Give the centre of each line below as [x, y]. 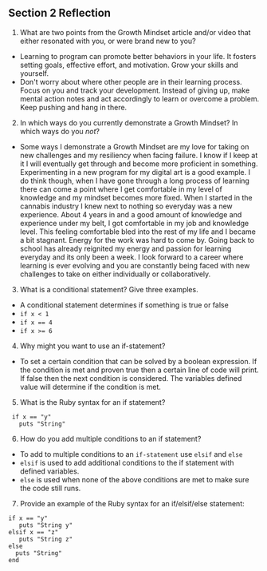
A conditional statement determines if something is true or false [124, 305]
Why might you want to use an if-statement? [92, 346]
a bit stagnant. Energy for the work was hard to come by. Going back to [137, 240]
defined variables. [49, 471]
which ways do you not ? [60, 131]
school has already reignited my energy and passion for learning [126, 248]
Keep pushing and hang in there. [73, 107]
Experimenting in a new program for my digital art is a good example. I [135, 172]
